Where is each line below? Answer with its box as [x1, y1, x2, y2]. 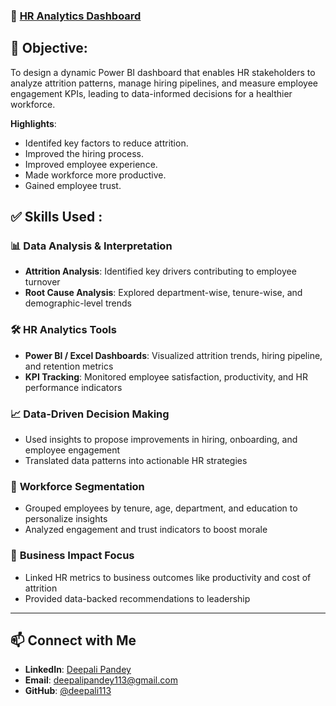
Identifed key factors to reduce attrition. [24, 137, 189, 149]
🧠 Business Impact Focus [10, 549, 135, 563]
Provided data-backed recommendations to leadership [24, 592, 251, 604]
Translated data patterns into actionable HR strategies [24, 455, 248, 467]
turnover [24, 276, 61, 288]
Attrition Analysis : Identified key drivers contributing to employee [24, 265, 297, 278]
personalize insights [24, 513, 108, 525]
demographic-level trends [24, 297, 132, 309]
